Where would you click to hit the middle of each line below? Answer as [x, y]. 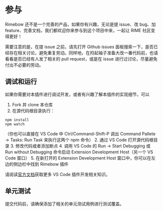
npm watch [15, 124]
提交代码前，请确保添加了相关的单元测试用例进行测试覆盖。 [65, 204]
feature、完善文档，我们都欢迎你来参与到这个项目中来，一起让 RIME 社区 [78, 30]
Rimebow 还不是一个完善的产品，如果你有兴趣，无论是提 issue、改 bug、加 [81, 24]
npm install [17, 120]
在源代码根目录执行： [33, 111]
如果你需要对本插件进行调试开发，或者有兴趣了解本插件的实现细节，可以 [77, 94]
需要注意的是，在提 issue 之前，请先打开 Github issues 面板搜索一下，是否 [79, 47]
